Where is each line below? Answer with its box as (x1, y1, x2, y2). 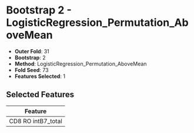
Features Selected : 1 (14, 73, 66, 80)
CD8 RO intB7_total (9, 117, 63, 125)
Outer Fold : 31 (14, 47, 49, 54)
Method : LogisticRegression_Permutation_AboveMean (14, 60, 147, 67)
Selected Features (6, 90, 75, 100)
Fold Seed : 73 (14, 66, 49, 73)
